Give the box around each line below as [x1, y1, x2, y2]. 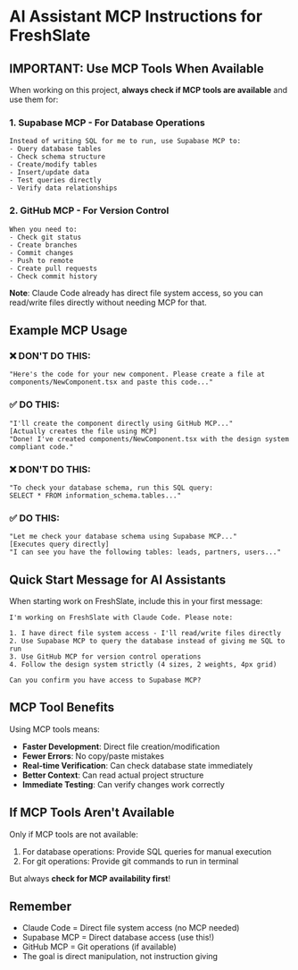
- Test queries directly [9, 176, 102, 185]
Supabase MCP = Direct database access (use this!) [21, 932, 215, 943]
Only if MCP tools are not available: [9, 829, 138, 839]
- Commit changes [9, 248, 74, 257]
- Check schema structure [9, 152, 105, 162]
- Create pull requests [9, 264, 98, 273]
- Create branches [9, 240, 78, 250]
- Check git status [9, 233, 82, 242]
